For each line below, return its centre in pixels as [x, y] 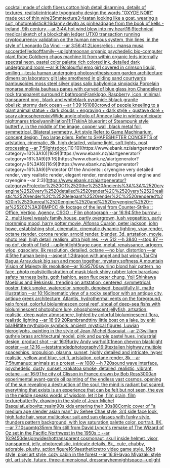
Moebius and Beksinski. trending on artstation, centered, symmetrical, [78, 282]
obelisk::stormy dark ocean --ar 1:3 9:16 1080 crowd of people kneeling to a [82, 105]
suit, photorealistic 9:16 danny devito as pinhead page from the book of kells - [85, 23]
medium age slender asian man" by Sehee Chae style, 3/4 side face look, [82, 411]
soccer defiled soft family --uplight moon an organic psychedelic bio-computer [84, 51]
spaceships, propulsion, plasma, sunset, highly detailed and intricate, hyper [84, 352]
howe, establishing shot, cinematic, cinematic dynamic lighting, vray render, [84, 229]
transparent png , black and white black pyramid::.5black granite [72, 100]
